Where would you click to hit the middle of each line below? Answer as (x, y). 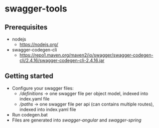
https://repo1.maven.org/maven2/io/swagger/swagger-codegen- (86, 55)
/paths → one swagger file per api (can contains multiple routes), (87, 104)
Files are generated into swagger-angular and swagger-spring (76, 120)
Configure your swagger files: (43, 88)
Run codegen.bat (30, 114)
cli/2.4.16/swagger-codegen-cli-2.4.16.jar (62, 60)
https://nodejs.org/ (39, 44)
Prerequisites (26, 27)
